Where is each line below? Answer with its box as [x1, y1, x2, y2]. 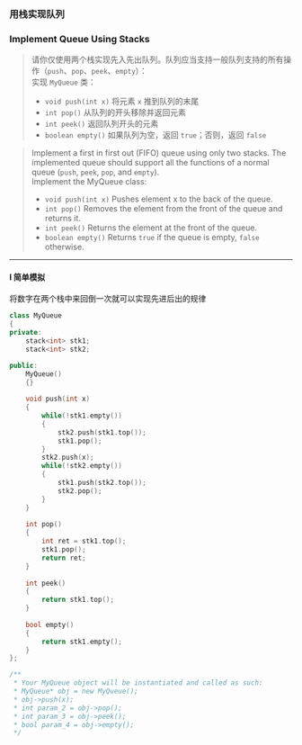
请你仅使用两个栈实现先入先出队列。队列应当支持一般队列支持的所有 [31, 54, 284, 65]
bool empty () [25, 620, 75, 629]
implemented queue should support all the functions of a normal [31, 157, 270, 168]
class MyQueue [9, 311, 63, 320]
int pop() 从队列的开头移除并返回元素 [44, 107, 186, 118]
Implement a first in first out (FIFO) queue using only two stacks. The [31, 148, 287, 158]
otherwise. [44, 241, 84, 253]
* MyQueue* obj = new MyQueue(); [13, 687, 139, 696]
